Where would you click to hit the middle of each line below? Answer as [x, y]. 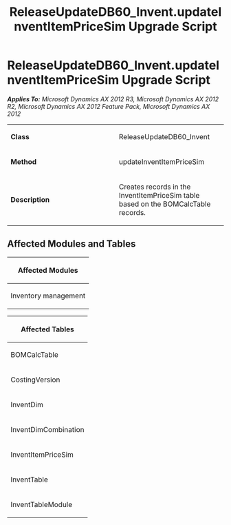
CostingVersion [35, 380]
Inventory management [48, 296]
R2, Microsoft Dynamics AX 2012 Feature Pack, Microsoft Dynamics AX [109, 106]
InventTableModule [42, 504]
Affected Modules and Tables [71, 244]
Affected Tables [47, 329]
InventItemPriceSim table [159, 195]
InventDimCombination [47, 429]
